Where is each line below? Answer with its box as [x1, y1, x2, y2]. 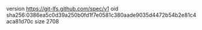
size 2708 [34, 18, 59, 25]
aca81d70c [6, 18, 34, 25]
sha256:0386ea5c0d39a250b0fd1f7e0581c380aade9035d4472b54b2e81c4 [6, 11, 197, 19]
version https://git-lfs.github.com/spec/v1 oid [6, 5, 119, 12]
